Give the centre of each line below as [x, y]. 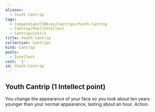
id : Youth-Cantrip [25, 66]
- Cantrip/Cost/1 [28, 33]
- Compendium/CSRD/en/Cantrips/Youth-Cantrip [59, 24]
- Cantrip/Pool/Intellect [37, 29]
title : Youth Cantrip [28, 38]
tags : [11, 19]
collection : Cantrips [28, 43]
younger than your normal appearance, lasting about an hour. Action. [77, 104]
